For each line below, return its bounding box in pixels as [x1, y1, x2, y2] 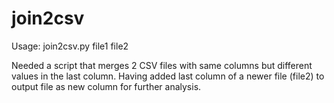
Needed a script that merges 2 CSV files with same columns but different [11, 59, 313, 71]
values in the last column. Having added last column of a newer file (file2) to [11, 70, 325, 82]
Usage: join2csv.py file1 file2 [11, 40, 129, 52]
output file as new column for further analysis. [11, 80, 202, 92]
